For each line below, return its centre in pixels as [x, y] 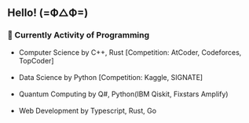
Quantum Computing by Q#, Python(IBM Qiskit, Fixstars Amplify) [123, 94]
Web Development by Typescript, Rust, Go [88, 110]
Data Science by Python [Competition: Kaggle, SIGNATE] [111, 77]
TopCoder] [36, 60]
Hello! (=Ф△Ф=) [48, 13]
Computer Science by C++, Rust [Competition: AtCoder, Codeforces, [130, 52]
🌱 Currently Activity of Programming [79, 35]
